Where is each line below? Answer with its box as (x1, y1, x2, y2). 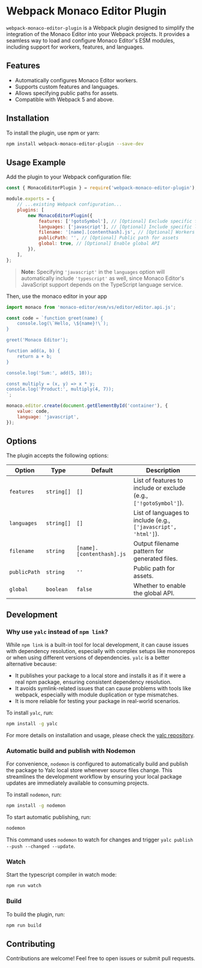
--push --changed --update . (6, 842, 76, 850)
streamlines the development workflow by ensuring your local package (6, 773, 182, 781)
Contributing (6, 939, 55, 949)
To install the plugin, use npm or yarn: (6, 129, 100, 136)
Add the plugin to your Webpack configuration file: (6, 173, 132, 181)
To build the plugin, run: (6, 910, 65, 918)
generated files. (133, 555, 178, 563)
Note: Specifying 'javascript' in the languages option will (20, 268, 165, 275)
